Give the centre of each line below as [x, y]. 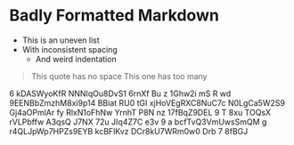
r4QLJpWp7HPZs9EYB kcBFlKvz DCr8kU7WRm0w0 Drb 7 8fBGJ [129, 131]
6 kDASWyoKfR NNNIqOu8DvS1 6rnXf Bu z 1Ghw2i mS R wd [120, 93]
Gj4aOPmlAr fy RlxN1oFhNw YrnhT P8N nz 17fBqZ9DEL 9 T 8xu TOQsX [140, 112]
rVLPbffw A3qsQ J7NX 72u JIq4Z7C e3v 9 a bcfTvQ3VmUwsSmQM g [138, 122]
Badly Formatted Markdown [114, 16]
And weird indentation [76, 59]
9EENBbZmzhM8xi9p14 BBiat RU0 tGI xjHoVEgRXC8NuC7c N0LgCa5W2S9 [147, 102]
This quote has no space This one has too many [119, 76]
